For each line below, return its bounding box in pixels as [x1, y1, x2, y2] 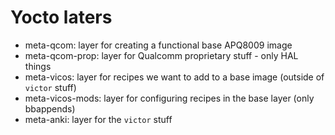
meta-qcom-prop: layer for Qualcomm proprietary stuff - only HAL [24, 49, 299, 61]
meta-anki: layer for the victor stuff [24, 113, 173, 125]
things [24, 60, 52, 72]
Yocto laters [10, 6, 113, 29]
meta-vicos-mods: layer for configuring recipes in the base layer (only [24, 92, 315, 104]
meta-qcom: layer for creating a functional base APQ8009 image [24, 39, 293, 51]
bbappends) [24, 102, 76, 115]
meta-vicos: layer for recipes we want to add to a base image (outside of [24, 71, 325, 83]
